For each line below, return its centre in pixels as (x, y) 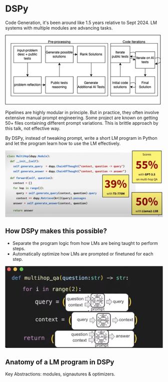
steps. (19, 248)
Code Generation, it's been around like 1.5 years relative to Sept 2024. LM (81, 23)
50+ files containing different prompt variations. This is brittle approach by (82, 123)
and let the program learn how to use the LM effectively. (63, 144)
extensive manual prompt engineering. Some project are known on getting (82, 118)
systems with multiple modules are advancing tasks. (59, 28)
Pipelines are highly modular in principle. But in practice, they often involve (82, 113)
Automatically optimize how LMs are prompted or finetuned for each (83, 254)
